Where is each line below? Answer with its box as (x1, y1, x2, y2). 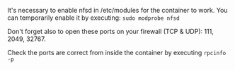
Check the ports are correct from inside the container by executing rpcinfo (7, 49, 227, 57)
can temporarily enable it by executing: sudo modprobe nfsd (7, 13, 180, 22)
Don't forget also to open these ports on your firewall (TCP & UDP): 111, (7, 28, 214, 35)
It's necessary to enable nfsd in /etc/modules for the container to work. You (7, 6, 228, 14)
